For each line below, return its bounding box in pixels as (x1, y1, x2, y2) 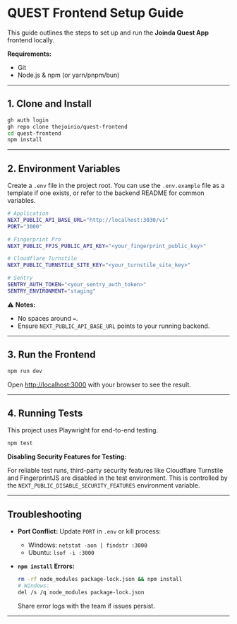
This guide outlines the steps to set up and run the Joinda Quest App (7, 28, 209, 37)
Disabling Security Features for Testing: (7, 452, 127, 461)
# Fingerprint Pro (7, 235, 61, 243)
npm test (7, 440, 33, 447)
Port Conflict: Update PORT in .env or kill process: (17, 527, 161, 535)
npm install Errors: (17, 562, 75, 570)
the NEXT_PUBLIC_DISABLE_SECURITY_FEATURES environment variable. (7, 481, 200, 490)
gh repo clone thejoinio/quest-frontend (7, 123, 128, 130)
